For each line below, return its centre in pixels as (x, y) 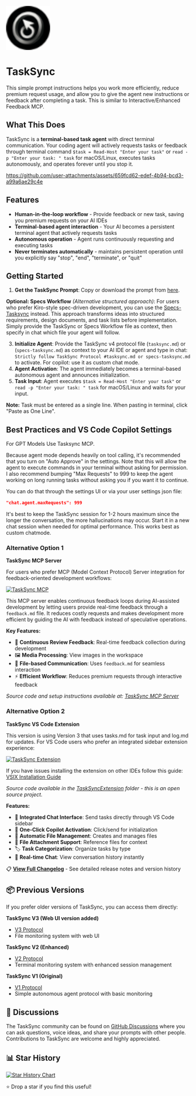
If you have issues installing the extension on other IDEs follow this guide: (94, 770)
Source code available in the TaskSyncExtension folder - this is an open (93, 788)
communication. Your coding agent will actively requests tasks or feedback (97, 145)
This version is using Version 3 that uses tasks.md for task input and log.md (97, 735)
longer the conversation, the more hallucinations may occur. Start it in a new (98, 520)
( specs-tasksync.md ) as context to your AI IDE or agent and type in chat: (101, 350)
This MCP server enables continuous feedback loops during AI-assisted (93, 601)
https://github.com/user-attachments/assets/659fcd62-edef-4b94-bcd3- (95, 175)
